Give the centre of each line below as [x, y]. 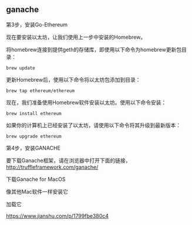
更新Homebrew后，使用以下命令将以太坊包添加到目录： [73, 79]
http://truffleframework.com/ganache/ [52, 167]
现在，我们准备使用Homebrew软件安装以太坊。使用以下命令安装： [86, 102]
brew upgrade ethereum [34, 136]
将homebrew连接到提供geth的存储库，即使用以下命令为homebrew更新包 [94, 49]
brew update [21, 68]
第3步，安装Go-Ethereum [37, 24]
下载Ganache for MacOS [36, 179]
